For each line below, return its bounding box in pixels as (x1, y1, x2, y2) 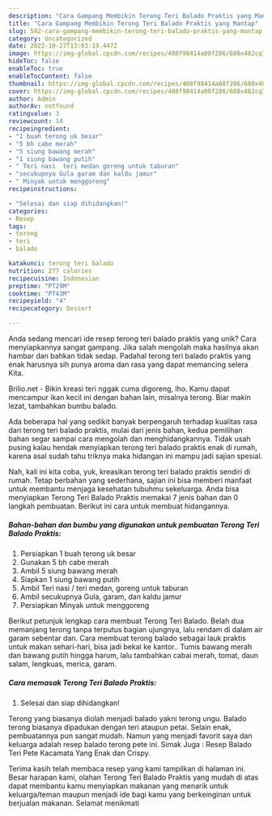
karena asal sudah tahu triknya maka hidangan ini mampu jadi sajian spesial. (8, 451, 263, 461)
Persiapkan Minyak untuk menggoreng (19, 600, 150, 610)
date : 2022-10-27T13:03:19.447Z (8, 42, 117, 50)
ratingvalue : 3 (8, 110, 60, 118)
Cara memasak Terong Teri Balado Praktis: (8, 678, 157, 687)
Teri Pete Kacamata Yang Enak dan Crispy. (8, 748, 151, 758)
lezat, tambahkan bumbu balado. (8, 402, 118, 410)
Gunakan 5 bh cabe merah (19, 557, 109, 567)
